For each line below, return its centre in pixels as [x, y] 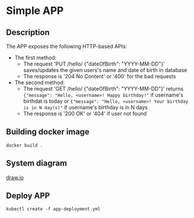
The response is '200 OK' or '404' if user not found [85, 113]
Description [28, 32]
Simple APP [35, 11]
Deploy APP [28, 196]
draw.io [15, 177]
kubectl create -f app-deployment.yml [53, 209]
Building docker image [48, 132]
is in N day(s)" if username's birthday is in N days [85, 107]
